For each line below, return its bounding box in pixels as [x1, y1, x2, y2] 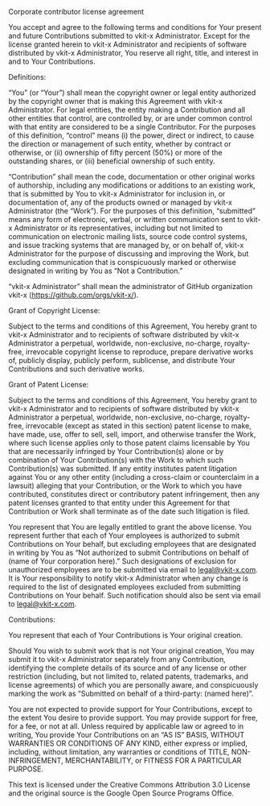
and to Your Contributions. [8, 56, 96, 66]
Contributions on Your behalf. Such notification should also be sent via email [8, 591, 261, 600]
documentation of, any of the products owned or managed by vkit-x [8, 197, 233, 207]
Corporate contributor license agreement [8, 7, 145, 16]
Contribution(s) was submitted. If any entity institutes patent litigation [8, 464, 237, 473]
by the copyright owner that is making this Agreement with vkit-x [8, 97, 223, 105]
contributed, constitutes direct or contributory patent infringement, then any [8, 490, 260, 498]
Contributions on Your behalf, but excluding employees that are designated [8, 539, 256, 548]
